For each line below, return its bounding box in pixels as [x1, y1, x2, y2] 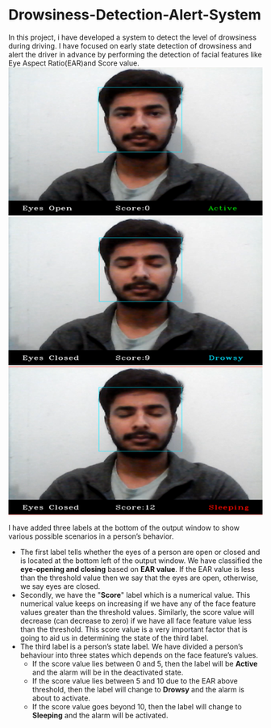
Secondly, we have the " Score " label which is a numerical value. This [19, 590, 251, 599]
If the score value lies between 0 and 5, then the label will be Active [31, 658, 258, 668]
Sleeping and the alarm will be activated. [31, 710, 169, 720]
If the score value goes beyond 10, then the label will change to [31, 701, 242, 711]
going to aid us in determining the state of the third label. [19, 633, 209, 642]
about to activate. [31, 693, 91, 703]
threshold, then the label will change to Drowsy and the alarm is [31, 684, 244, 694]
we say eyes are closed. [19, 581, 101, 591]
